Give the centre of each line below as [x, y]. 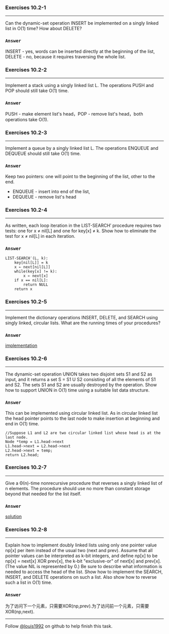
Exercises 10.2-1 [26, 8]
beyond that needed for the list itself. [43, 494]
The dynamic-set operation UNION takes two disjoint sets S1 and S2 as [79, 374]
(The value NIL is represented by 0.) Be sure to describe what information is [84, 567]
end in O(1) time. [22, 423]
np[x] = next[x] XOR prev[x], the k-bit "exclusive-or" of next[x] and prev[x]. [83, 561]
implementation [21, 345]
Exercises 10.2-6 [26, 358]
